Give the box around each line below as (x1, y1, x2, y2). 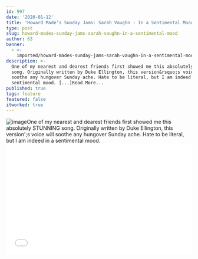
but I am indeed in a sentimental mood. (6, 137, 101, 144)
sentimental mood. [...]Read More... (11, 80, 104, 86)
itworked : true (6, 101, 44, 108)
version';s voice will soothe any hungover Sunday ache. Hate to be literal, (6, 130, 184, 137)
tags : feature (6, 91, 41, 97)
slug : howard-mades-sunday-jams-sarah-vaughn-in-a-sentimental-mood (6, 31, 178, 37)
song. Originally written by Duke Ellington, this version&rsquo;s (11, 69, 181, 75)
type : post (6, 25, 33, 31)
